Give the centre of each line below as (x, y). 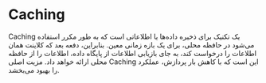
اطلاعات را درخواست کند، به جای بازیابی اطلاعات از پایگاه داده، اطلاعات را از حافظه (133, 53)
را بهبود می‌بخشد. (34, 70)
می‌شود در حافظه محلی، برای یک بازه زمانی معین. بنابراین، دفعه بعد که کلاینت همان (131, 44)
